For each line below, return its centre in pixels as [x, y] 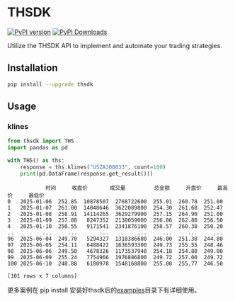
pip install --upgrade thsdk [50, 84]
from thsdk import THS [41, 141]
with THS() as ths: [36, 161]
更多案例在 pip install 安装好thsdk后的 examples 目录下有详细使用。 [104, 290]
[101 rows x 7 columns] [42, 276]
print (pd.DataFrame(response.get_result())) [87, 174]
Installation [33, 68]
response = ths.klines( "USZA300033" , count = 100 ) [93, 167]
